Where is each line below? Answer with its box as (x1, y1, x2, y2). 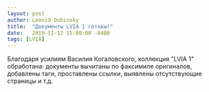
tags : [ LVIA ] (7, 36, 45, 43)
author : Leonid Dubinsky (7, 17, 79, 24)
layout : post (7, 10, 45, 17)
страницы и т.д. (7, 77, 53, 85)
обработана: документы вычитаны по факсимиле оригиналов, (7, 62, 192, 71)
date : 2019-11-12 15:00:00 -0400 (7, 29, 110, 37)
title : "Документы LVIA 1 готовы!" (7, 23, 113, 30)
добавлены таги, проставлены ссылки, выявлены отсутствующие (7, 70, 203, 78)
